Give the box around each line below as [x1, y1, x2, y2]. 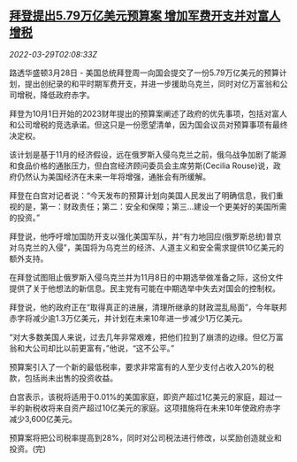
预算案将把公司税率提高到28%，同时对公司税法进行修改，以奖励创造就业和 [9, 432, 282, 443]
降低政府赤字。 [39, 89, 95, 100]
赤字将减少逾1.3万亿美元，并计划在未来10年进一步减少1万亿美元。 [9, 312, 247, 323]
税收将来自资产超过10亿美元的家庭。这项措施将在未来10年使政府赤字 [32, 402, 281, 413]
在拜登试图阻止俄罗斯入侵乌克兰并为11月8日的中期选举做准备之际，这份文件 [9, 272, 285, 282]
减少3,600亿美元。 [9, 413, 78, 424]
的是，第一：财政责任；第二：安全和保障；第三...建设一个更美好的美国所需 [16, 201, 287, 212]
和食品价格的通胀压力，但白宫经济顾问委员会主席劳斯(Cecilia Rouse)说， [9, 160, 274, 171]
